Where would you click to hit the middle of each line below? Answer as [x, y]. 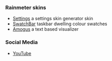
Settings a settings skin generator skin [53, 19]
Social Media [22, 42]
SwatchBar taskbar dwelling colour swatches [60, 24]
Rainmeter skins [26, 8]
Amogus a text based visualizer [46, 29]
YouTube [22, 53]
